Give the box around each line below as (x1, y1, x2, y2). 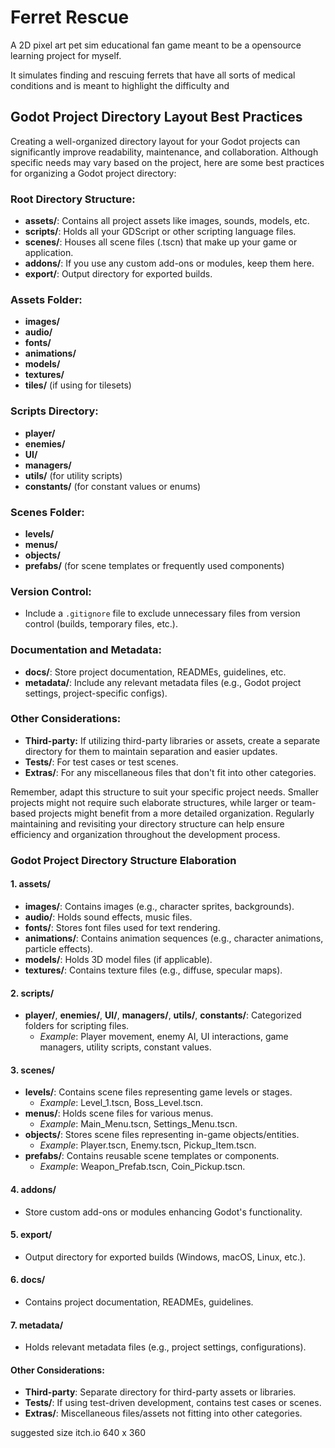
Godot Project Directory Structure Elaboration (10, 853, 237, 867)
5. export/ (10, 1229, 53, 1241)
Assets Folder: (10, 292, 83, 306)
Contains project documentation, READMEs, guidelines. (24, 1296, 254, 1308)
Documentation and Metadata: (10, 643, 162, 657)
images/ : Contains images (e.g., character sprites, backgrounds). (24, 900, 295, 912)
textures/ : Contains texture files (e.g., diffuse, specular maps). (24, 964, 283, 976)
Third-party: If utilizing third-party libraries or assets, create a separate (24, 734, 321, 746)
